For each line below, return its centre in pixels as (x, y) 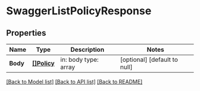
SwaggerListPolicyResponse (79, 11)
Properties (26, 33)
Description (87, 50)
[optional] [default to (149, 59)
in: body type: (80, 59)
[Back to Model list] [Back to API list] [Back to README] (74, 82)
